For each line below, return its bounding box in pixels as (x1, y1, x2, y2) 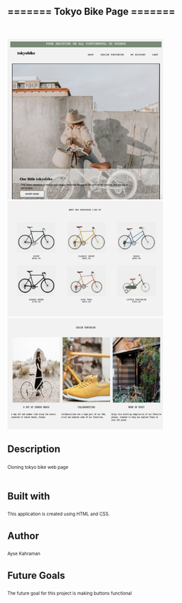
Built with (7, 490, 50, 502)
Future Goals (7, 569, 65, 582)
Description (7, 443, 60, 455)
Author (7, 530, 39, 542)
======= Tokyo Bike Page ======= (7, 6, 176, 18)
